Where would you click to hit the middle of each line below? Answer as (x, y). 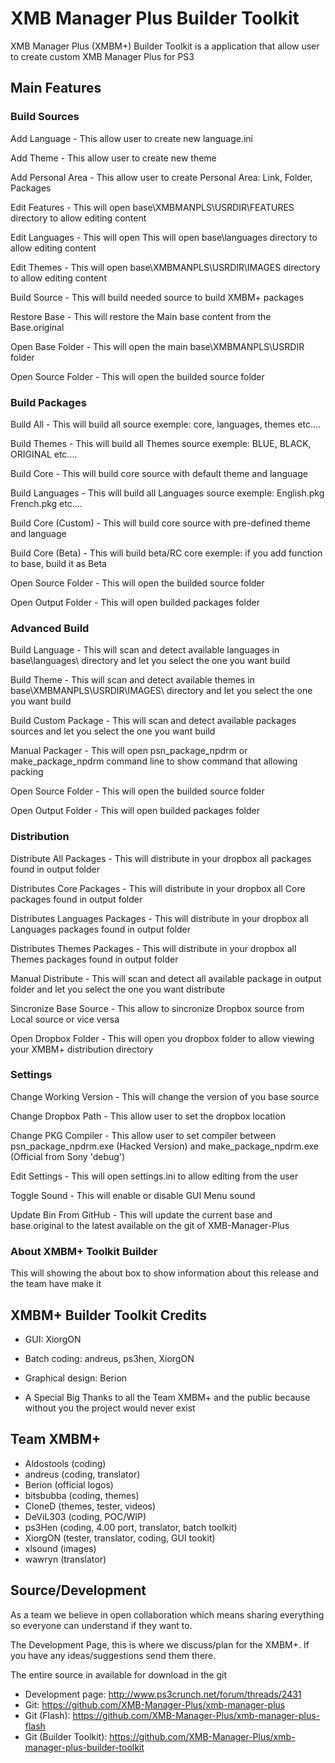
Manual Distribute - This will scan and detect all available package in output (166, 978)
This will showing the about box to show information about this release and (165, 1273)
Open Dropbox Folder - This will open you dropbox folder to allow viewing (162, 1038)
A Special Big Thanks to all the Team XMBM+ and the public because (167, 1397)
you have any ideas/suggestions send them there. (113, 1655)
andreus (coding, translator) (82, 1474)
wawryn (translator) (65, 1559)
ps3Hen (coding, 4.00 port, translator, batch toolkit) (131, 1527)
